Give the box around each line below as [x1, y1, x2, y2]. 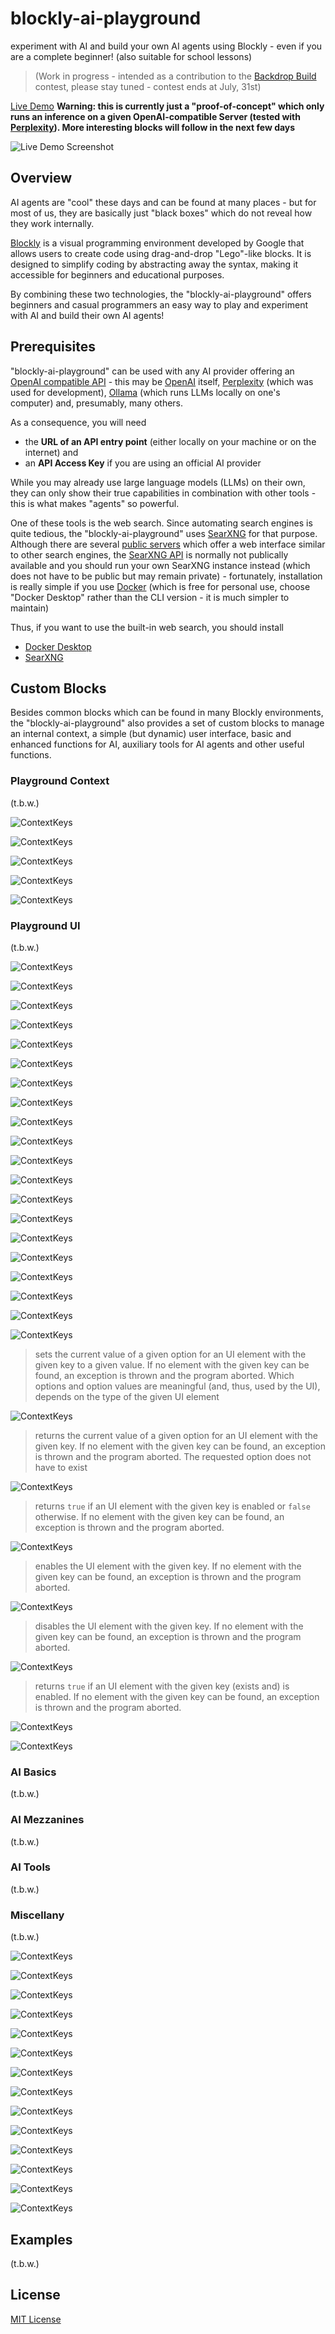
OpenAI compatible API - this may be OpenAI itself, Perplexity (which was [10, 375, 314, 387]
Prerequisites [10, 338, 96, 356]
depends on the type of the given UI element [34, 1390, 220, 1402]
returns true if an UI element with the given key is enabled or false [34, 1500, 311, 1512]
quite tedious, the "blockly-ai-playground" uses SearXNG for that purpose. [10, 527, 318, 539]
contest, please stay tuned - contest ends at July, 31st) [34, 80, 262, 92]
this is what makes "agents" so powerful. [10, 497, 180, 509]
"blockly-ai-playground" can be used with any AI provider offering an [10, 365, 295, 377]
